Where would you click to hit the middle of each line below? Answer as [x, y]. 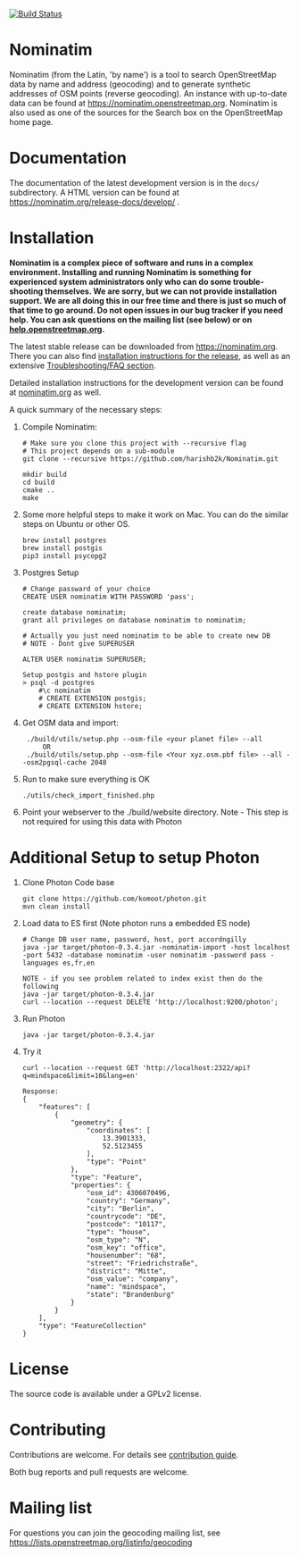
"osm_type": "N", [118, 1240]
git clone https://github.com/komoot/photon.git [114, 899]
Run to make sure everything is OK [86, 779]
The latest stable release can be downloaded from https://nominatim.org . [144, 346]
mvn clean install [56, 907]
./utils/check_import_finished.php [88, 795]
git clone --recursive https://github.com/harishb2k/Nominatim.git [150, 459]
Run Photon [44, 1018]
